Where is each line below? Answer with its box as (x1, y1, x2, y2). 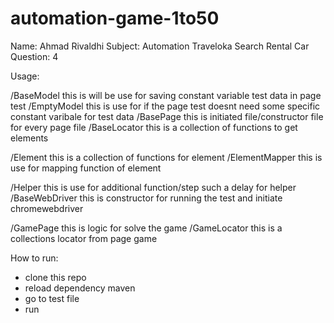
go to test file (24, 292, 80, 304)
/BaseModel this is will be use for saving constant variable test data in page (10, 89, 322, 101)
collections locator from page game (10, 232, 158, 244)
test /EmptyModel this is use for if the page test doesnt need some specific (10, 100, 321, 112)
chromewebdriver (10, 202, 84, 214)
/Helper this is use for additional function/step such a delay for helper (10, 181, 297, 193)
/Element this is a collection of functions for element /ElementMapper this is (10, 151, 323, 163)
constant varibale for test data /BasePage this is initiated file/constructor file (10, 110, 324, 122)
